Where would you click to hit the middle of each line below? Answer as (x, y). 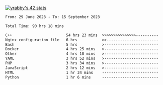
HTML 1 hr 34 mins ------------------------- (82, 72)
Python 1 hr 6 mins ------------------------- (82, 77)
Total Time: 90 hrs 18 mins (35, 26)
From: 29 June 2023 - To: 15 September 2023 (53, 17)
